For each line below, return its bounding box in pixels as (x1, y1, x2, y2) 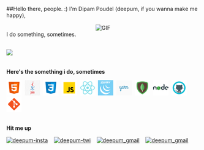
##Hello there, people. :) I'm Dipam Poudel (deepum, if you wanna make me (6, 5, 198, 12)
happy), (6, 12, 26, 19)
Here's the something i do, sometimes (6, 68, 105, 75)
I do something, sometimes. (6, 30, 77, 38)
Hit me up (6, 124, 32, 132)
